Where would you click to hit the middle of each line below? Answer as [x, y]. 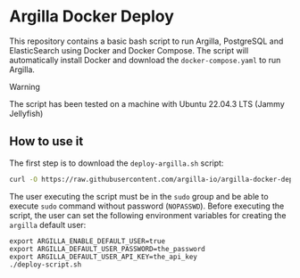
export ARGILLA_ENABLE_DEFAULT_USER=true [87, 241]
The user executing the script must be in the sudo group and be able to [139, 196]
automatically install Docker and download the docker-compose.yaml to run [145, 60]
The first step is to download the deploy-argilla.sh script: [117, 163]
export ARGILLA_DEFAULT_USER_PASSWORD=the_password [107, 249]
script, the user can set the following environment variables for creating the [148, 215]
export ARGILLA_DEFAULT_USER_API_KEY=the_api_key [104, 257]
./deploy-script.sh [46, 265]
